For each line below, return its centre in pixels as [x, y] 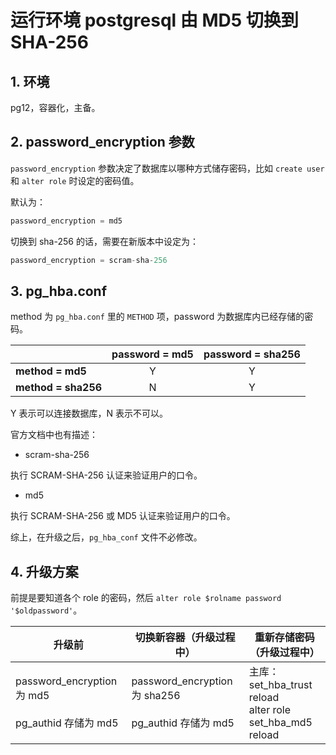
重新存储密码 [284, 638]
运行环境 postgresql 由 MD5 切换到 [154, 20]
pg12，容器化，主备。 [55, 107]
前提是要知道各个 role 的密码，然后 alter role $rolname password [146, 598]
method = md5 [51, 371]
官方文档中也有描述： [54, 435]
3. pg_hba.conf [59, 291]
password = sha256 [252, 354]
